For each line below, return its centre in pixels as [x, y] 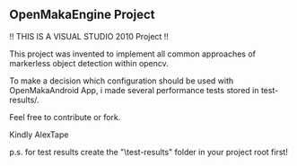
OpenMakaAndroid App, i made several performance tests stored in [134, 90]
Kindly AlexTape [39, 135]
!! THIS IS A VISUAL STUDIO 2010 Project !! [89, 36]
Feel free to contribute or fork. [65, 117]
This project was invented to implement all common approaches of [133, 54]
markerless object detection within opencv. [89, 63]
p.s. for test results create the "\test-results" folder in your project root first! [149, 152]
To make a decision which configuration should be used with [122, 81]
